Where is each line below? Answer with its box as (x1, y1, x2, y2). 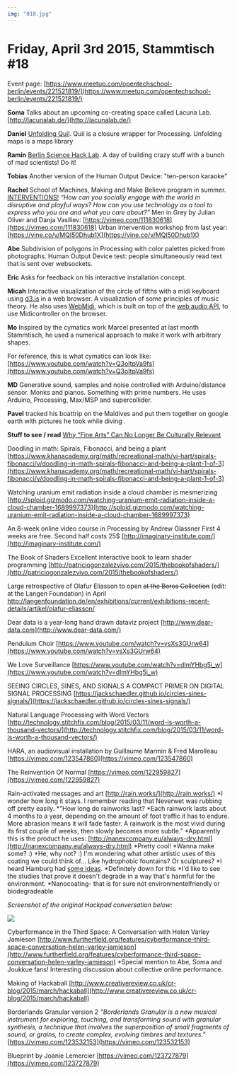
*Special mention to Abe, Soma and (117, 957, 222, 966)
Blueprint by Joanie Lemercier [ (7, 1051, 99, 1060)
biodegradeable (7, 887, 54, 895)
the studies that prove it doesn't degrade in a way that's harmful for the (7, 872, 216, 880)
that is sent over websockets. (7, 259, 93, 267)
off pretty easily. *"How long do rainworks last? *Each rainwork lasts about (7, 804, 226, 812)
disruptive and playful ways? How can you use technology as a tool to (7, 200, 213, 209)
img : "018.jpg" (7, 10, 52, 18)
